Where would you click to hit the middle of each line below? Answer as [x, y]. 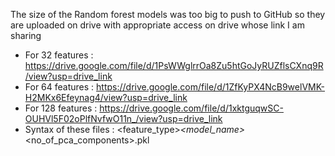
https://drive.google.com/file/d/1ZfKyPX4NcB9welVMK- [211, 87]
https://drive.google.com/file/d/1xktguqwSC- [191, 108]
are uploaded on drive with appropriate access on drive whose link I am [157, 25]
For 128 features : [61, 108]
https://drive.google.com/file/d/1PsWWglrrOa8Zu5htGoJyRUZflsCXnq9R [174, 65]
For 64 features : [59, 87]
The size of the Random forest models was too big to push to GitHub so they [168, 14]
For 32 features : [59, 55]
